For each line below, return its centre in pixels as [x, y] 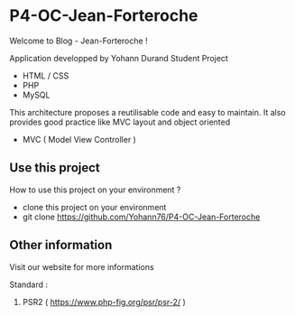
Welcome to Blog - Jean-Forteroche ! [78, 41]
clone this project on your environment [94, 207]
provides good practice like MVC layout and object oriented [120, 122]
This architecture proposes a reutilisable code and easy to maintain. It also [147, 112]
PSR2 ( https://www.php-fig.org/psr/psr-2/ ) [104, 302]
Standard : [28, 284]
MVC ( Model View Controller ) [79, 139]
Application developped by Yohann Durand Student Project [119, 58]
